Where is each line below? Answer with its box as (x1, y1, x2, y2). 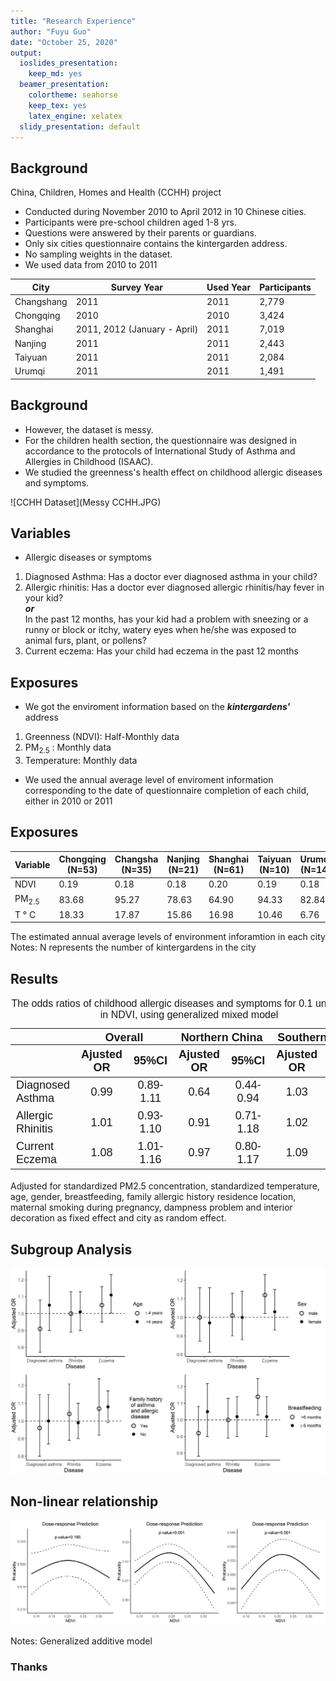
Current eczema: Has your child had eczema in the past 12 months (24, 645, 299, 657)
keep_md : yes (28, 69, 83, 79)
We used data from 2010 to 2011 (24, 259, 158, 271)
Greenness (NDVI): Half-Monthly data (24, 731, 180, 743)
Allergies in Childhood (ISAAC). (24, 455, 154, 467)
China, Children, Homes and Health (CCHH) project (10, 186, 222, 199)
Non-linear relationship (10, 1493, 159, 1510)
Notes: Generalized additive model (10, 1635, 153, 1647)
